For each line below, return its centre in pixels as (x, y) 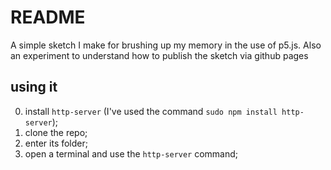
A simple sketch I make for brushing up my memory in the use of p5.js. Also (166, 45)
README (48, 17)
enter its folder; (56, 143)
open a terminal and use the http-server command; (131, 153)
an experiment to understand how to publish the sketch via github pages (159, 55)
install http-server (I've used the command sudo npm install (151, 111)
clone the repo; (56, 132)
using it (34, 87)
